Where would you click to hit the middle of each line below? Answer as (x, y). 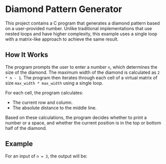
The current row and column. (42, 102)
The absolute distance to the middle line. (54, 108)
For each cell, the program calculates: (44, 93)
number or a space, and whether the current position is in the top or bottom (83, 123)
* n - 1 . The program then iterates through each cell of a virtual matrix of (81, 77)
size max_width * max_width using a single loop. (54, 83)
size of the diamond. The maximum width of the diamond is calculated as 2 (82, 72)
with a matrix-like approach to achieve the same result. (62, 39)
